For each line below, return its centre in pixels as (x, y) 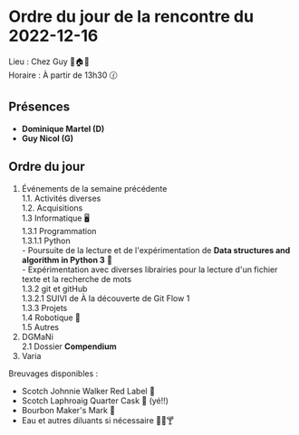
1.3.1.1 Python (46, 241)
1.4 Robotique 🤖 (51, 317)
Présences (39, 107)
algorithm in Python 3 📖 (67, 260)
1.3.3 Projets (44, 307)
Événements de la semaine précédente (94, 188)
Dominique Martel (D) (63, 128)
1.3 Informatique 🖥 (55, 218)
